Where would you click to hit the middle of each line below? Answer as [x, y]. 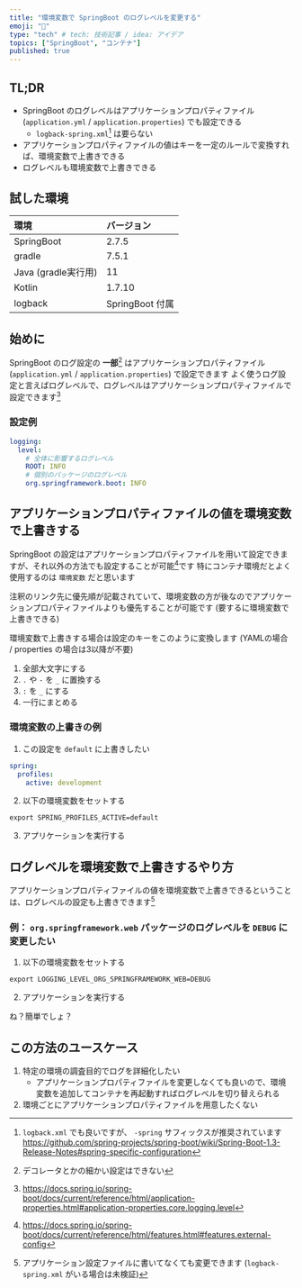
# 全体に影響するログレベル [70, 458]
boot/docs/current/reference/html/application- [109, 1198]
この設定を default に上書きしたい [86, 748]
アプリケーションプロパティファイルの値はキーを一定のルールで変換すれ [156, 144]
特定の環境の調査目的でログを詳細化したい [101, 1071]
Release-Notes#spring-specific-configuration [107, 1152]
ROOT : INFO [46, 467]
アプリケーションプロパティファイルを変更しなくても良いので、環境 [161, 1083]
